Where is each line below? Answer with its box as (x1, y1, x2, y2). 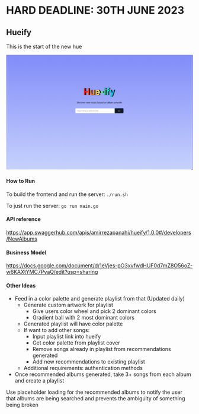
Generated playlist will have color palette (23, 320, 123, 327)
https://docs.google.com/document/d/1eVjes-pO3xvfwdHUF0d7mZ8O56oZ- (6, 262, 193, 269)
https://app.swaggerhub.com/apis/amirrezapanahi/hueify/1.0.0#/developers (6, 229, 191, 236)
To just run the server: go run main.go (6, 202, 99, 209)
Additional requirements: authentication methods (23, 365, 143, 372)
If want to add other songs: (23, 327, 90, 334)
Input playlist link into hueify (32, 333, 101, 340)
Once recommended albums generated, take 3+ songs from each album (14, 371, 191, 378)
